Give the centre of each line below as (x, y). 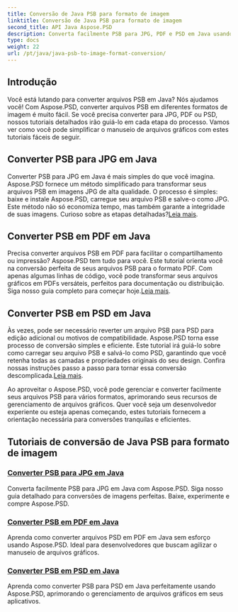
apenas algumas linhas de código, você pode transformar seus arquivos (113, 276)
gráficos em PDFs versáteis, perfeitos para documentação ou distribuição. (116, 284)
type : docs (23, 40)
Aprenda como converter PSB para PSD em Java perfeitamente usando (112, 586)
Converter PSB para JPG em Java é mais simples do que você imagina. (111, 176)
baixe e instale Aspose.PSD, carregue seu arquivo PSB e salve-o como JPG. (118, 199)
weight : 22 (23, 47)
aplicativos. (24, 601)
